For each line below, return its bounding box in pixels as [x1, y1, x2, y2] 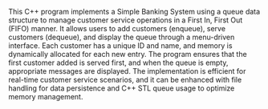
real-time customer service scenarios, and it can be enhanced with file [8, 75, 242, 84]
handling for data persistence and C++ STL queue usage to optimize [8, 83, 235, 93]
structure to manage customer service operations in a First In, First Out [8, 15, 243, 25]
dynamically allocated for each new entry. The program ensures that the [8, 50, 247, 59]
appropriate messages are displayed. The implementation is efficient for [8, 67, 246, 75]
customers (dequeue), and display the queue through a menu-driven [8, 32, 235, 42]
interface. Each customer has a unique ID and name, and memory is [8, 41, 233, 50]
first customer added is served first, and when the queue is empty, [8, 58, 229, 67]
